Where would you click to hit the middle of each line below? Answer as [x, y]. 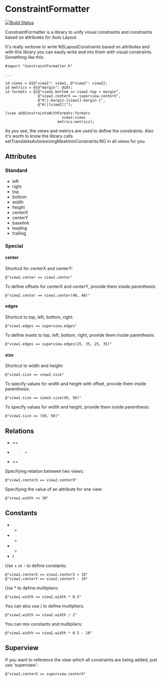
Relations [20, 431]
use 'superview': [22, 665]
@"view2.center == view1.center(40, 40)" [48, 295]
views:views [74, 117]
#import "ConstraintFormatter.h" [39, 66]
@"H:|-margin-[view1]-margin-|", [72, 100]
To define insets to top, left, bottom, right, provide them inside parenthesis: [80, 335]
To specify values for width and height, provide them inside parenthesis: [77, 407]
